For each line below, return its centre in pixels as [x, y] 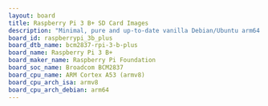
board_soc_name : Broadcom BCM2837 [66, 68]
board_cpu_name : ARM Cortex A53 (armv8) [77, 75]
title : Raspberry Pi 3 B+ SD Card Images [79, 23]
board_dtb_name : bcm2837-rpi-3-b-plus [73, 45]
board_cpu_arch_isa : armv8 [53, 82]
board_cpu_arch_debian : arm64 [59, 90]
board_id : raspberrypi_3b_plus [61, 38]
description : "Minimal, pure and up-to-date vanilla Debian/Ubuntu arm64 [134, 30]
